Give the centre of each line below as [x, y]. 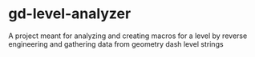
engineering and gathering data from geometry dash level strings [116, 44]
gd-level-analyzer [70, 14]
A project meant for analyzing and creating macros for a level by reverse [128, 36]
